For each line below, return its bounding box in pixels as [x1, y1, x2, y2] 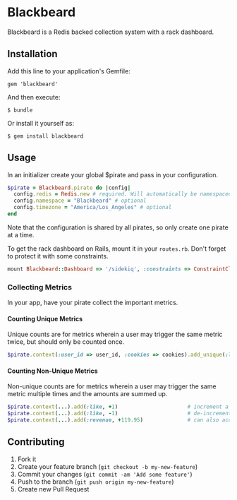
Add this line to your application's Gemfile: [7, 66, 130, 75]
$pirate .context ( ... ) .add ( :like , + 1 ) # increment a [7, 403, 229, 410]
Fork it [17, 455, 37, 463]
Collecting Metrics [7, 282, 73, 292]
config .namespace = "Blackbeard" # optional [13, 197, 147, 205]
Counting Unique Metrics [7, 314, 83, 323]
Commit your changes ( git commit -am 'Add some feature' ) [17, 470, 193, 478]
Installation [7, 48, 58, 60]
